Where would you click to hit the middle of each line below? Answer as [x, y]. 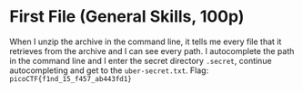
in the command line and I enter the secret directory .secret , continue [141, 60]
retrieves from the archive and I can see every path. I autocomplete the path [152, 51]
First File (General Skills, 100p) [127, 17]
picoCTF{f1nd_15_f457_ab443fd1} [71, 78]
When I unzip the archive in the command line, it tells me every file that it [146, 41]
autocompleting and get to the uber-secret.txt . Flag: [109, 70]
